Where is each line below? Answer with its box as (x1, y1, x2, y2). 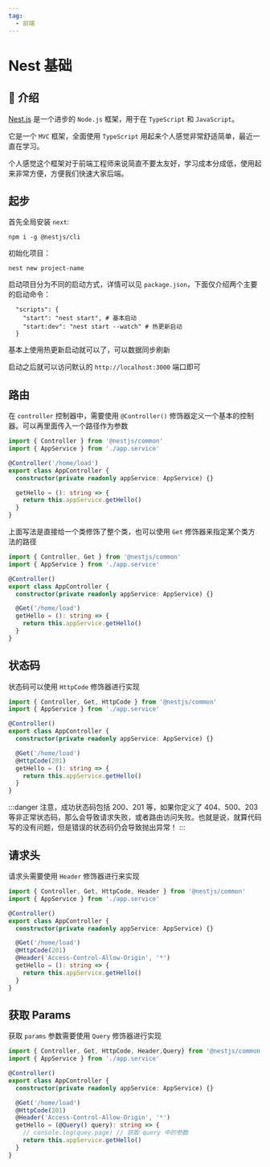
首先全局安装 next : (8, 217, 70, 226)
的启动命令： (8, 289, 51, 299)
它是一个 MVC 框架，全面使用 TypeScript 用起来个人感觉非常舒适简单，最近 (8, 131, 253, 141)
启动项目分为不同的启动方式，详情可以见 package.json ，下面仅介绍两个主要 (8, 280, 258, 289)
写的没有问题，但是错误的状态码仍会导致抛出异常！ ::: (8, 823, 186, 833)
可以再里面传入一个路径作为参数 (22, 421, 129, 431)
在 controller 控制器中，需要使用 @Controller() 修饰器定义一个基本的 (8, 411, 240, 421)
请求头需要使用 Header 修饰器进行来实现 (8, 871, 140, 881)
